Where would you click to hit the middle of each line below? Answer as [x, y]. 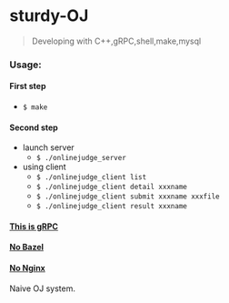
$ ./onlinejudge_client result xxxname [112, 207]
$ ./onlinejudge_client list [91, 177]
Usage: [26, 65]
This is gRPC [34, 226]
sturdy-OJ [49, 16]
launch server [48, 147]
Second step [34, 127]
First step [28, 86]
